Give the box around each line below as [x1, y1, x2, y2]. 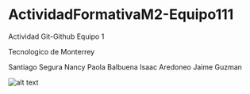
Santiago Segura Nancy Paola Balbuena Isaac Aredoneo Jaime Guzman [8, 62, 242, 72]
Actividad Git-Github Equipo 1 [8, 32, 105, 41]
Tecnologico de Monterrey [8, 47, 95, 56]
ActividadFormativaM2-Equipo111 [8, 6, 234, 24]
